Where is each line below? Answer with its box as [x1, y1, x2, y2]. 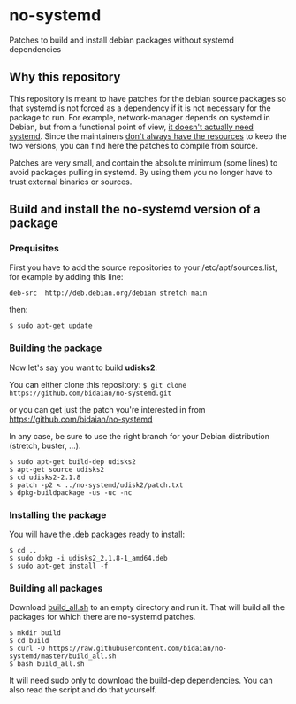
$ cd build [9, 637, 49, 646]
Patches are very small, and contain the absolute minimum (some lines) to [9, 157, 278, 168]
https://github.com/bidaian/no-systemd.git [9, 389, 172, 398]
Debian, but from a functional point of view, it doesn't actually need [9, 121, 254, 132]
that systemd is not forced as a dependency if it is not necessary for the [9, 103, 271, 113]
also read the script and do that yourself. [9, 685, 157, 695]
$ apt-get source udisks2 [9, 465, 104, 474]
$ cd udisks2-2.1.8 [9, 473, 81, 482]
